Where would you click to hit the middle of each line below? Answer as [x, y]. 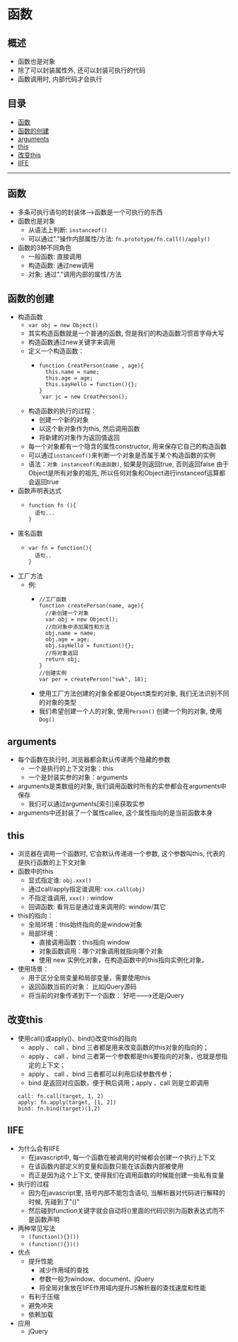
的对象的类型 [57, 703]
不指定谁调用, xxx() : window [70, 898]
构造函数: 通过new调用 [61, 265]
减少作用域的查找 [64, 1270]
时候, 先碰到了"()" [54, 1201]
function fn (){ [52, 506]
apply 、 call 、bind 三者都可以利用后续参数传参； [101, 1074]
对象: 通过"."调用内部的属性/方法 [75, 274]
